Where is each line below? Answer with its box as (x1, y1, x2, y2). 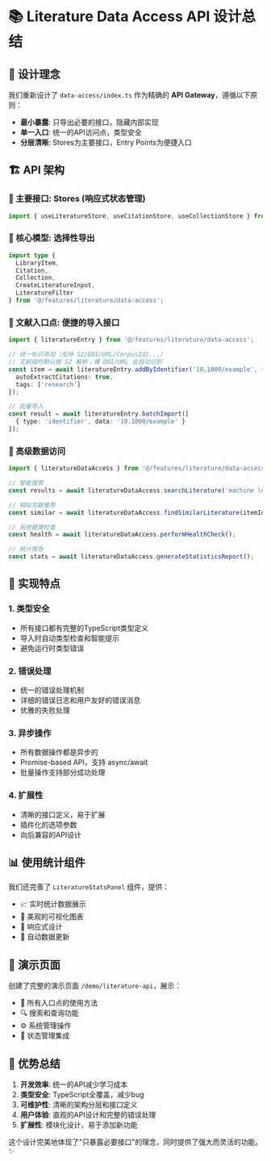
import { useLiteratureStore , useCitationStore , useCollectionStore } (8, 211, 251, 220)
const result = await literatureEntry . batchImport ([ (8, 410, 190, 418)
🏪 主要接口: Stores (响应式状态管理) (8, 193, 146, 204)
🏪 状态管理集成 (19, 1030, 70, 1041)
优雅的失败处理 (19, 705, 70, 715)
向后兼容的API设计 (19, 830, 82, 839)
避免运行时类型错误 (19, 643, 85, 653)
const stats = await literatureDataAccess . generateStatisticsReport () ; (8, 553, 254, 561)
